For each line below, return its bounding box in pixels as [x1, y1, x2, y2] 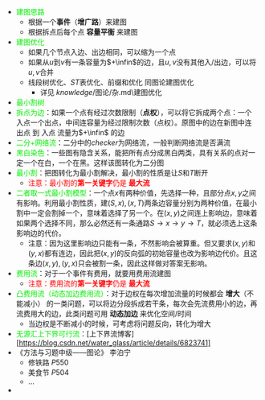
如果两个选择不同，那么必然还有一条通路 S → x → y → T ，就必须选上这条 [15, 218, 258, 228]
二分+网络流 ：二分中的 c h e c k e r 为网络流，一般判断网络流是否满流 [15, 138, 231, 147]
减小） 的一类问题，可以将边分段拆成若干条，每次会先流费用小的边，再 [22, 299, 258, 308]
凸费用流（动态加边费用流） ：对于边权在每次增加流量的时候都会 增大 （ [15, 289, 247, 298]
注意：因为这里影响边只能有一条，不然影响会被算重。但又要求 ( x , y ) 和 [27, 238, 255, 248]
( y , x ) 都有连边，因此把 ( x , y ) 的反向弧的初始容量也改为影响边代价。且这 [27, 249, 258, 258]
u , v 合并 [27, 68, 55, 76]
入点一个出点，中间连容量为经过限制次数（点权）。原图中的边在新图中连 [15, 118, 252, 127]
